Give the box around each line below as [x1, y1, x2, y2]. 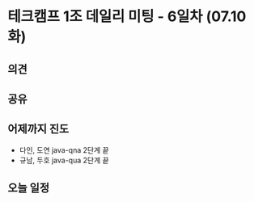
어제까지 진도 [7, 122, 70, 136]
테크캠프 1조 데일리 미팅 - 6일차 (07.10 [7, 7, 247, 26]
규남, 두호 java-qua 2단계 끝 [19, 155, 110, 165]
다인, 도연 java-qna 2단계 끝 [19, 145, 110, 154]
